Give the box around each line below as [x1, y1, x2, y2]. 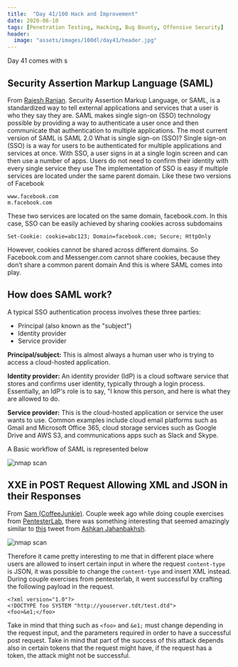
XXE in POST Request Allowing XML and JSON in [7, 479, 228, 491]
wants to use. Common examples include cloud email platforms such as [7, 416, 217, 424]
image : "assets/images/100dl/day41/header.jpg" [13, 37, 158, 44]
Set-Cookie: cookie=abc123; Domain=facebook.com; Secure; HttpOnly [7, 233, 212, 240]
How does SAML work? [7, 289, 112, 301]
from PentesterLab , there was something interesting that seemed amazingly [7, 517, 229, 525]
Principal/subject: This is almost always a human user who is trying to [7, 350, 215, 359]
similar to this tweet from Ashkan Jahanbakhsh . [7, 524, 147, 532]
